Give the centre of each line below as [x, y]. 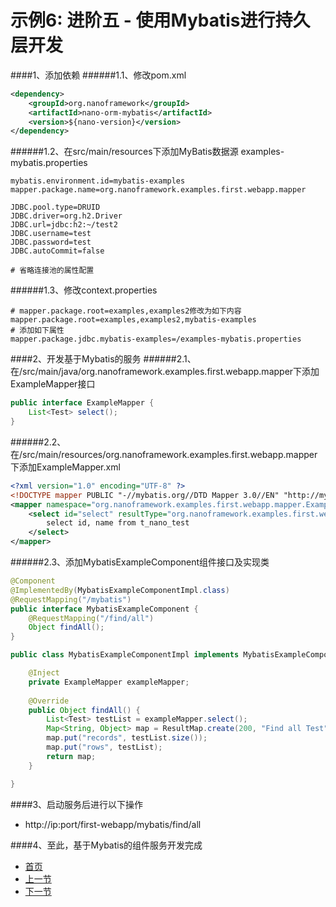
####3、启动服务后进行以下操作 [77, 804]
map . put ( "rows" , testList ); [104, 747]
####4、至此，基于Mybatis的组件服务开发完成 [106, 845]
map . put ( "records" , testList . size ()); [127, 738]
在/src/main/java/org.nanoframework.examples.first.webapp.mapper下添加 [165, 372]
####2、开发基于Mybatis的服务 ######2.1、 [103, 359]
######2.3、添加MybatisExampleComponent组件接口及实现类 [140, 562]
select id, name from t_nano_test [118, 523]
